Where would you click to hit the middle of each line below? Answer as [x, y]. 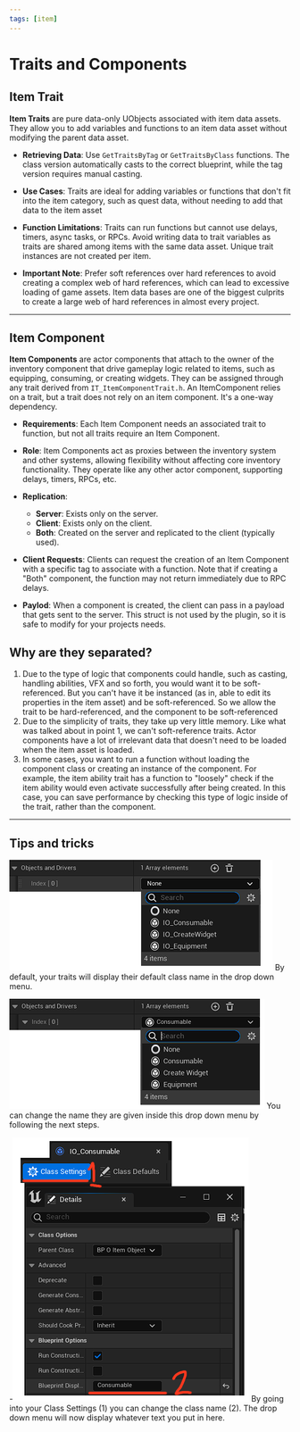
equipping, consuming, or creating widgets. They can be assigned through [146, 379]
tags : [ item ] [33, 19]
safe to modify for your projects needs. [94, 624]
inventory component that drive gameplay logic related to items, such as [142, 369]
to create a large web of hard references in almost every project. [141, 301]
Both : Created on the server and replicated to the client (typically [155, 533]
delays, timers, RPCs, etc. [70, 479]
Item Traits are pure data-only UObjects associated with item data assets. [145, 118]
